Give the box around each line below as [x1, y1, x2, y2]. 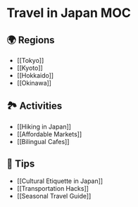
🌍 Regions [6, 34, 55, 46]
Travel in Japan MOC [6, 5, 131, 21]
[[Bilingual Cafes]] [16, 137, 70, 146]
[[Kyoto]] [16, 64, 43, 72]
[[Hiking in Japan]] [16, 122, 72, 131]
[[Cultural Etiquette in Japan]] [16, 177, 103, 185]
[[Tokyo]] [16, 57, 44, 64]
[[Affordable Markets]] [16, 129, 82, 138]
